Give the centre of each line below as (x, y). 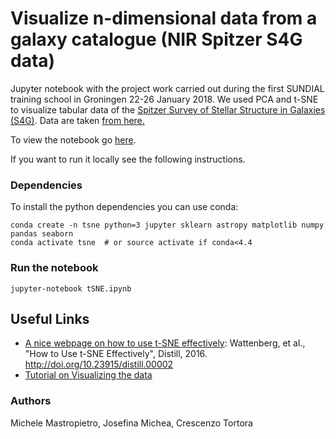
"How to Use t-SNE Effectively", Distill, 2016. (116, 354)
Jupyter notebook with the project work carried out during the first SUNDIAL (167, 88)
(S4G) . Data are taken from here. (77, 120)
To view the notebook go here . (73, 139)
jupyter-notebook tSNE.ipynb (71, 288)
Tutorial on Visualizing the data (88, 375)
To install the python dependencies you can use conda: (124, 207)
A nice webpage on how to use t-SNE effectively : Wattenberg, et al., (165, 343)
